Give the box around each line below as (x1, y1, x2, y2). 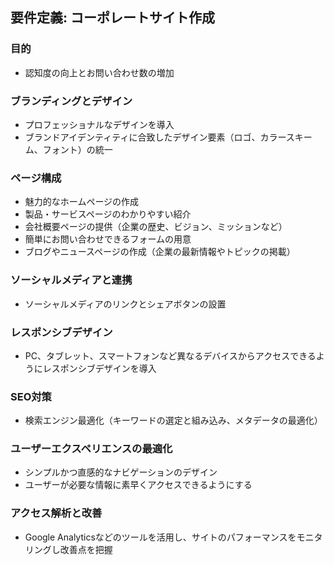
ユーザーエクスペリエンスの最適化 (10, 442, 173, 456)
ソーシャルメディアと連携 (10, 273, 133, 287)
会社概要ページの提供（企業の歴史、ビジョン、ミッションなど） (24, 221, 288, 233)
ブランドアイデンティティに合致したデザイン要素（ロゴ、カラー (24, 131, 287, 143)
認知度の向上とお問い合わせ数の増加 (24, 66, 175, 78)
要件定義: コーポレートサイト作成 (10, 9, 215, 27)
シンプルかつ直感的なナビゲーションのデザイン (24, 466, 218, 478)
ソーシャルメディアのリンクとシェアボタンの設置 (24, 298, 227, 310)
